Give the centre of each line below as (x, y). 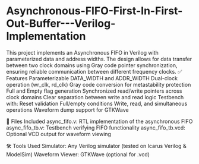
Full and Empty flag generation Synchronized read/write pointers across (94, 91)
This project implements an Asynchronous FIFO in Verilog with (83, 52)
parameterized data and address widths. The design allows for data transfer (99, 59)
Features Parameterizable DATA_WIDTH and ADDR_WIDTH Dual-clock (92, 78)
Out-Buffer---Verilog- (61, 23)
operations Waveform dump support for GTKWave (67, 110)
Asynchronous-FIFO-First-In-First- (94, 11)
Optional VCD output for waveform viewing (59, 134)
